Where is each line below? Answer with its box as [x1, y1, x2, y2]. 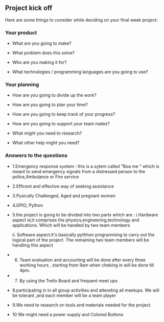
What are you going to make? [12, 40, 72, 46]
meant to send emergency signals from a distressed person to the [12, 168, 145, 174]
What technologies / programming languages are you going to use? [12, 69, 148, 75]
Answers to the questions [5, 152, 68, 159]
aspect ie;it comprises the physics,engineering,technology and [12, 217, 140, 223]
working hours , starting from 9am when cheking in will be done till [19, 262, 154, 268]
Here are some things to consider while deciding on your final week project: [5, 17, 158, 23]
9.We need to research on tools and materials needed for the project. [12, 302, 152, 308]
